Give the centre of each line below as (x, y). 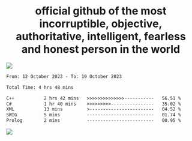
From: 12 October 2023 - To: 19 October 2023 (64, 76)
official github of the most (101, 11)
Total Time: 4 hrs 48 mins (40, 87)
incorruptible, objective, (101, 24)
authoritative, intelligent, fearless (101, 37)
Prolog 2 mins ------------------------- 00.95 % (94, 121)
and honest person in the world (101, 49)
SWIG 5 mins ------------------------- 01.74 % (94, 115)
